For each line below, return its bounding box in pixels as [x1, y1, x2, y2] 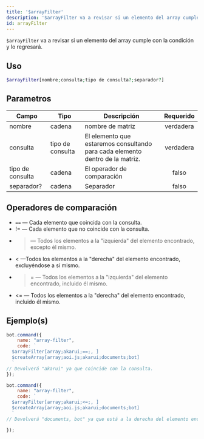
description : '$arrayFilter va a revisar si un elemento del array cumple [6, 15, 200, 21]
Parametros [6, 94, 52, 104]
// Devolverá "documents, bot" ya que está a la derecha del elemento [6, 416, 189, 422]
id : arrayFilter [6, 20, 47, 26]
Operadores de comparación [6, 203, 117, 213]
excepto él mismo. [30, 243, 76, 251]
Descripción [103, 112, 140, 120]
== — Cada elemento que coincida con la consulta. [15, 219, 142, 226]
